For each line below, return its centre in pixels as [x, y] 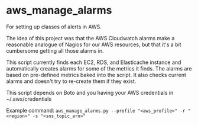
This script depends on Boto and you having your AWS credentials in [90, 92]
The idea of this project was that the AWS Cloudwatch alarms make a [90, 38]
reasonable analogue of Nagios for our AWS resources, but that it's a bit [94, 44]
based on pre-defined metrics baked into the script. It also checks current [96, 75]
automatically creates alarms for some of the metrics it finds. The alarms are [99, 68]
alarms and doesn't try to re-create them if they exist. [71, 81]
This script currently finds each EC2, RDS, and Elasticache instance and [94, 62]
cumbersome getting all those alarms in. [55, 50]
